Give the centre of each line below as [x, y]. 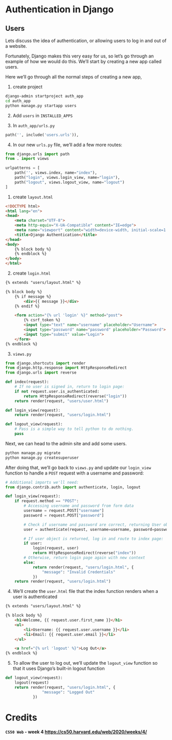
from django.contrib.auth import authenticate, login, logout [73, 487]
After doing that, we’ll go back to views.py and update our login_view [78, 467]
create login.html [32, 273]
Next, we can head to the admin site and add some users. [66, 443]
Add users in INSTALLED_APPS [43, 115]
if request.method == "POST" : [47, 501]
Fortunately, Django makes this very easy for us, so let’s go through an [80, 56]
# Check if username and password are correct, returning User [92, 525]
